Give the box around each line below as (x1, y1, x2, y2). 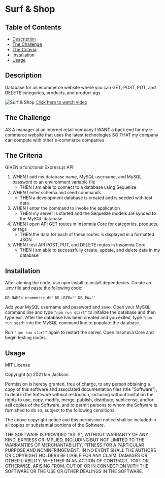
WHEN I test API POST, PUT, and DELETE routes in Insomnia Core (12, 242, 146, 248)
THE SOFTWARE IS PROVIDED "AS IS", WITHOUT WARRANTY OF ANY (5, 432, 149, 438)
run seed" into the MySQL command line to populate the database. (5, 320, 141, 326)
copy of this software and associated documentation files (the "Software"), (5, 386, 158, 392)
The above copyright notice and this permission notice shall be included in (5, 417, 156, 423)
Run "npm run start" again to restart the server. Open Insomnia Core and (5, 329, 154, 336)
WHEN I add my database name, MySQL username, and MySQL (12, 174, 142, 180)
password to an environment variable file (12, 179, 96, 185)
